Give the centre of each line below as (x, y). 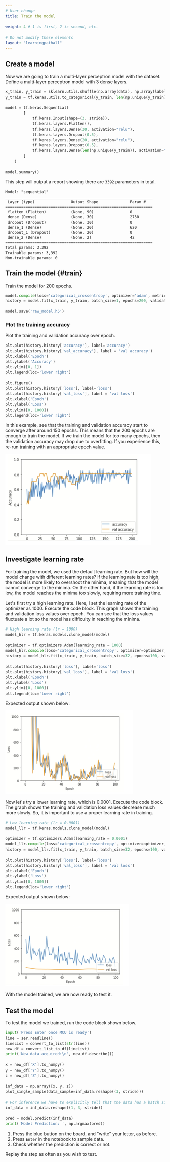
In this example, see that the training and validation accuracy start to (77, 425)
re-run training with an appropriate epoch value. (55, 447)
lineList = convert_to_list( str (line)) (47, 1043)
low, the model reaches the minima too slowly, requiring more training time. (83, 593)
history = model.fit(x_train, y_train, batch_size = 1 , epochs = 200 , (77, 301)
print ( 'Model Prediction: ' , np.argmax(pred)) (55, 1124)
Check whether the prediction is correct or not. (61, 1144)
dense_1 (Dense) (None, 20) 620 (72, 227)
